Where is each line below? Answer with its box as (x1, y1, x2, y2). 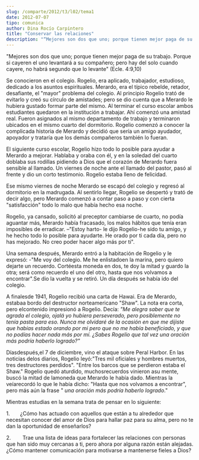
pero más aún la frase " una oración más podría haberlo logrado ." (6, 387, 168, 394)
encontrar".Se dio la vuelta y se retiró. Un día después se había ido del (6, 275, 178, 282)
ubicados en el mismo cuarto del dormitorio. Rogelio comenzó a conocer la (6, 122, 190, 128)
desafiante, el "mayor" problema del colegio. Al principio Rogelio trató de (6, 90, 185, 97)
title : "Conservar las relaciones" (6, 31, 94, 37)
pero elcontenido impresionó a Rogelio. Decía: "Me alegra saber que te (6, 306, 180, 313)
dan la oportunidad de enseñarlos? (6, 422, 91, 430)
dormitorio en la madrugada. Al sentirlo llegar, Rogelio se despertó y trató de (6, 189, 194, 195)
